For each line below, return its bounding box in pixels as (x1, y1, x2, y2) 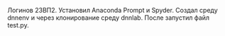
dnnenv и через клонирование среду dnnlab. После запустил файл (7, 13, 210, 22)
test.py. (7, 21, 30, 29)
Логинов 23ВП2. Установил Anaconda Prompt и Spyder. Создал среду (7, 6, 218, 14)
